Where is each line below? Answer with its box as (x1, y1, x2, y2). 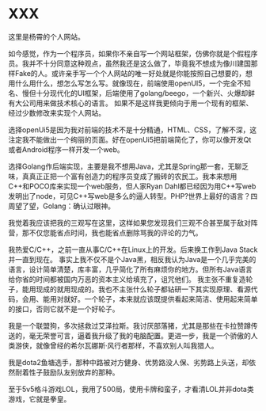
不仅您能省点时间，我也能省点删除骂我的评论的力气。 (28, 227, 203, 238)
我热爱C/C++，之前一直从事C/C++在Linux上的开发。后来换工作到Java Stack (8, 245, 258, 254)
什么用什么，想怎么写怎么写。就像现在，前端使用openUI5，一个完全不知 (14, 78, 251, 88)
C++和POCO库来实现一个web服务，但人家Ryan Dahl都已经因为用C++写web (8, 181, 256, 191)
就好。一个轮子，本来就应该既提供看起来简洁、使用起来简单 (63, 294, 258, 303)
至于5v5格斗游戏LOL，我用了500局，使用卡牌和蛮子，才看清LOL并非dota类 (8, 384, 255, 394)
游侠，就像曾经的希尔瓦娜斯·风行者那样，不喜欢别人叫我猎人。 (14, 341, 219, 350)
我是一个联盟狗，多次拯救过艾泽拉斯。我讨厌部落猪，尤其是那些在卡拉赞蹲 (8, 321, 251, 330)
